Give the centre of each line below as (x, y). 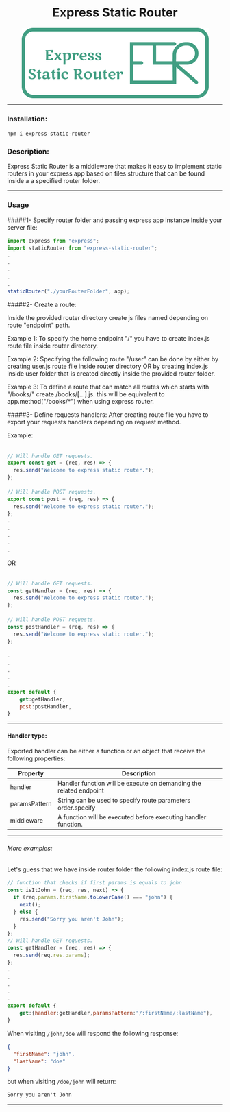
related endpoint (81, 790)
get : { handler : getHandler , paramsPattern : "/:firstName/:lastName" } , (116, 1013)
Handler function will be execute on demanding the (129, 784)
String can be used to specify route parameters (124, 800)
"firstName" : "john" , (44, 1054)
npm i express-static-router (49, 134)
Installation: (27, 119)
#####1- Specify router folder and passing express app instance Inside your (115, 220)
